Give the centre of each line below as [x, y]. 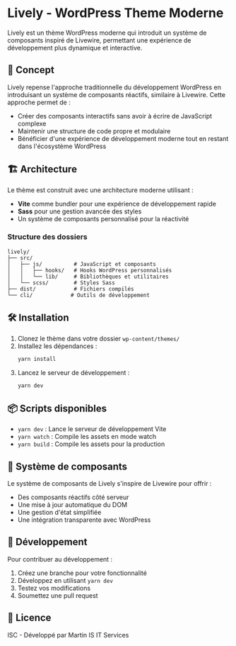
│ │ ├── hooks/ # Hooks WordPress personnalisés [90, 270]
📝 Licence [29, 618]
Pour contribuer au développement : [60, 559]
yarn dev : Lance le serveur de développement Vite [92, 429]
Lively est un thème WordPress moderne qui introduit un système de [107, 33]
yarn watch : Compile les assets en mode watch [87, 437]
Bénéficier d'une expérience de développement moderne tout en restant [123, 138]
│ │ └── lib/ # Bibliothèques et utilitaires [88, 277]
